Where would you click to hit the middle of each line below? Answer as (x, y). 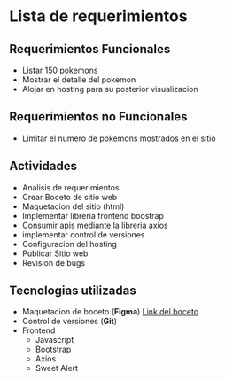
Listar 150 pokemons (60, 70)
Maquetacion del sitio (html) (73, 206)
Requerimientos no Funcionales (98, 117)
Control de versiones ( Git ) (70, 322)
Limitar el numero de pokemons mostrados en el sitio (119, 138)
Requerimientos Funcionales (90, 49)
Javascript (54, 340)
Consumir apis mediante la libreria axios (95, 225)
